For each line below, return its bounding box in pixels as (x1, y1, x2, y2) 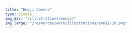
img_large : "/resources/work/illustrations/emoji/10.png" (5, 20, 128, 26)
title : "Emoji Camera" (5, 7, 52, 12)
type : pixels (5, 12, 32, 16)
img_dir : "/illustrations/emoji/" (5, 16, 77, 21)
